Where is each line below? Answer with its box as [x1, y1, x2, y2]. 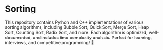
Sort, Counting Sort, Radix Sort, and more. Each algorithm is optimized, [5, 29, 148, 35]
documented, [5, 35, 32, 40]
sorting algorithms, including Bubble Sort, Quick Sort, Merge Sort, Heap [5, 24, 149, 30]
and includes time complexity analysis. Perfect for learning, [33, 35, 152, 40]
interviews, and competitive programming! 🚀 [5, 39, 94, 45]
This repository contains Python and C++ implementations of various [5, 19, 144, 25]
